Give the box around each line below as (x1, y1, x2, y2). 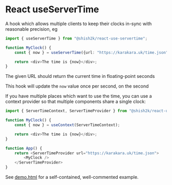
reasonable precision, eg (5, 26, 58, 32)
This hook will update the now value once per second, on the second (5, 83, 149, 89)
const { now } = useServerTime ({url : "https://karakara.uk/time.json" (14, 50, 168, 55)
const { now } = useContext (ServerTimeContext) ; (14, 122, 120, 128)
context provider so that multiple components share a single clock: (5, 98, 146, 105)
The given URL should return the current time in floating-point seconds (5, 73, 155, 79)
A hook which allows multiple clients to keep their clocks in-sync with (5, 20, 152, 27)
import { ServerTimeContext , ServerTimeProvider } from (5, 109, 127, 114)
